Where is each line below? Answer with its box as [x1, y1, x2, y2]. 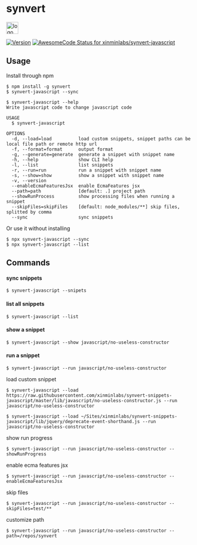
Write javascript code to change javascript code [6, 104, 133, 111]
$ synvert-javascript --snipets [6, 287, 87, 294]
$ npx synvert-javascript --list [6, 241, 90, 247]
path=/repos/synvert [6, 532, 58, 539]
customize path [6, 516, 45, 523]
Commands [6, 258, 51, 268]
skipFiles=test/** [6, 506, 52, 512]
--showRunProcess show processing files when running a [11, 193, 175, 199]
